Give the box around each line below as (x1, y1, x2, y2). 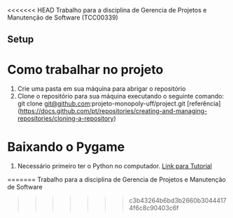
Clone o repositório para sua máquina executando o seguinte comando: (17, 92, 225, 101)
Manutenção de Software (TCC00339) (7, 13, 119, 22)
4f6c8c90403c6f (129, 204, 180, 212)
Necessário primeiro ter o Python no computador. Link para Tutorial (17, 162, 212, 170)
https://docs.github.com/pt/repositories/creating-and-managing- (20, 107, 208, 115)
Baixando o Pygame (7, 139, 125, 154)
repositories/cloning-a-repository (17, 115, 114, 123)
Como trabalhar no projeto (7, 61, 164, 78)
